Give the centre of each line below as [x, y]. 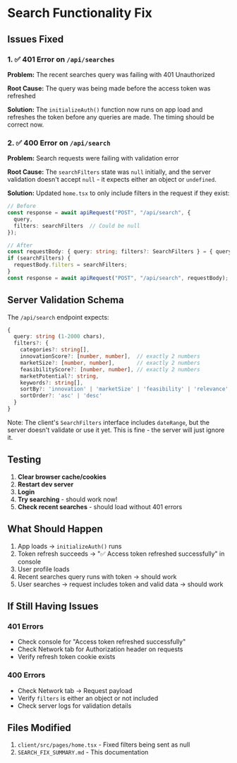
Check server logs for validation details [74, 706]
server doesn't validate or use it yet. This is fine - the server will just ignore [116, 430]
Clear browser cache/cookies [62, 477]
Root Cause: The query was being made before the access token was [109, 88]
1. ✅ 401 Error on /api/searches [61, 59]
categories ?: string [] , [55, 350]
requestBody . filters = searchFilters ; [71, 265]
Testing [24, 460]
